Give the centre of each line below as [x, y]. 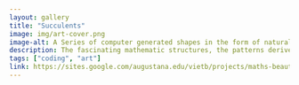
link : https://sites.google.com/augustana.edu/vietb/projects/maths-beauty [153, 67]
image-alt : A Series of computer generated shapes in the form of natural [151, 42]
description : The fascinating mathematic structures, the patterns [137, 50]
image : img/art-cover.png [57, 34]
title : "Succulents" [48, 26]
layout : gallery [39, 17]
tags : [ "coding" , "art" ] [55, 58]
